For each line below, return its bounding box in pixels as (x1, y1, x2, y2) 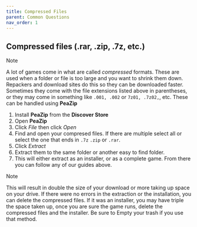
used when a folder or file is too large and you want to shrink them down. (6, 75, 183, 82)
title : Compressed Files (6, 8, 67, 15)
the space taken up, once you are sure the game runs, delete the (6, 203, 163, 210)
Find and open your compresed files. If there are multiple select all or (14, 130, 182, 137)
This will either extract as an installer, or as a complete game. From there (14, 155, 191, 162)
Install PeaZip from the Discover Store (14, 111, 109, 119)
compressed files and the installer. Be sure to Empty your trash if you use (6, 209, 183, 216)
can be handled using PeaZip (6, 100, 78, 107)
